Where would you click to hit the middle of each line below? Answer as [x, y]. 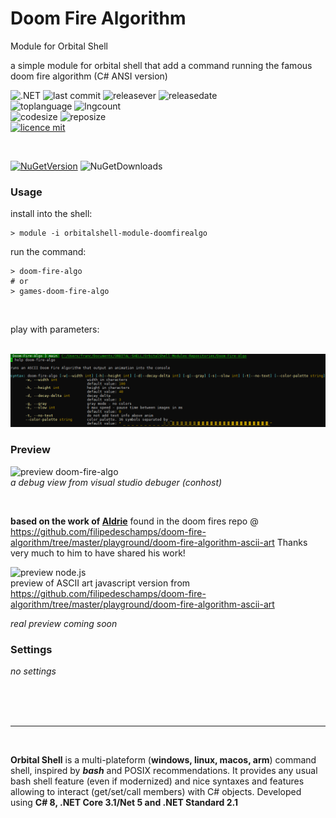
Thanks [292, 542]
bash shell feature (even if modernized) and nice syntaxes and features [157, 781]
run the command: [48, 252]
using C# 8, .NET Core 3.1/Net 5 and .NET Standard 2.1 [124, 802]
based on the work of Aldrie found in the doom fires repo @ [134, 521]
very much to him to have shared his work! [98, 553]
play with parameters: [55, 329]
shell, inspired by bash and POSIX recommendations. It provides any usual [164, 770]
